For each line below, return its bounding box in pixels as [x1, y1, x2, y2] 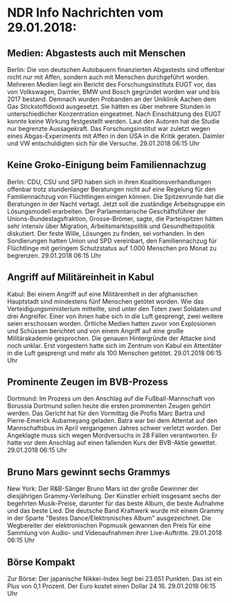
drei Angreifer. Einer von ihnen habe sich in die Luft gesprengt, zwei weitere [7, 312, 224, 320]
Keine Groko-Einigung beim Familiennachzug [7, 159, 206, 171]
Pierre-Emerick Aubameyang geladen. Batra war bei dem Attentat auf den [7, 417, 218, 425]
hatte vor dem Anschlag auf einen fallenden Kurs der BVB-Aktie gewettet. [7, 439, 217, 447]
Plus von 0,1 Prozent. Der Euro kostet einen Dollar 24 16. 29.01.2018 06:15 [7, 582, 216, 591]
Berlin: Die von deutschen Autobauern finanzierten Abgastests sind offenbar [7, 66, 225, 73]
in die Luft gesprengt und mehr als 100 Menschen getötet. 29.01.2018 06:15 [7, 349, 222, 357]
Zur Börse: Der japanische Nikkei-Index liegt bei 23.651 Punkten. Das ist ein [7, 575, 223, 583]
